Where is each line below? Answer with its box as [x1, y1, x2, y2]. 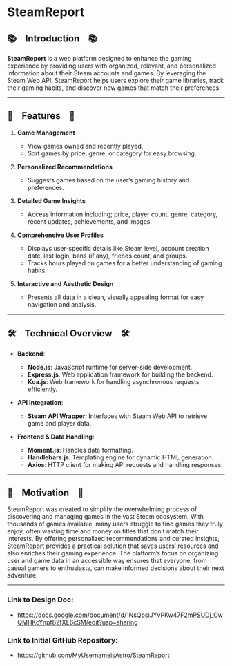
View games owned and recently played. [27, 142, 144, 150]
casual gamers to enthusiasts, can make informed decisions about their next [7, 564, 224, 572]
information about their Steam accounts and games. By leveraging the [7, 69, 206, 77]
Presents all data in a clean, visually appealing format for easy [27, 293, 204, 301]
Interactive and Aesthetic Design [17, 279, 114, 287]
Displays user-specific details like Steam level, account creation [27, 244, 209, 252]
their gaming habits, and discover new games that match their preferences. [7, 84, 221, 92]
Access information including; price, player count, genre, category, [27, 210, 218, 218]
